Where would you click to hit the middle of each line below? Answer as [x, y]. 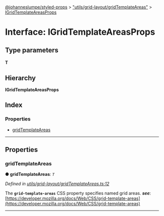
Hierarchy [20, 78]
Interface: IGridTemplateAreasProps [80, 32]
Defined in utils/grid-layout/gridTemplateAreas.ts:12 [57, 184]
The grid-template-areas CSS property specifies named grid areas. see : [78, 193]
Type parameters [32, 50]
